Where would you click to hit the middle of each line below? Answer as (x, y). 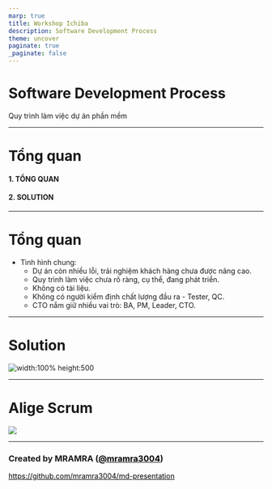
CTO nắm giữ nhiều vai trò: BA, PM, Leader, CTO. (114, 305)
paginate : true (34, 46)
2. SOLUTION (31, 197)
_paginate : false (38, 53)
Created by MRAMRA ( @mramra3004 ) (86, 458)
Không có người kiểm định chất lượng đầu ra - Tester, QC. (128, 297)
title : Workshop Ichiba (49, 23)
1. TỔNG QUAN (34, 179)
